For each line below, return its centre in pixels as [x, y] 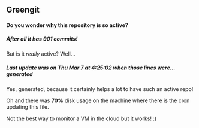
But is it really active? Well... [41, 54]
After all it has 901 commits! [42, 39]
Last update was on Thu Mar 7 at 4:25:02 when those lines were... [91, 68]
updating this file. [28, 106]
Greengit [23, 10]
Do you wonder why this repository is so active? [67, 25]
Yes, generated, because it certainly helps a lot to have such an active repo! [100, 89]
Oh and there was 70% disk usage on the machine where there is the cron [98, 100]
